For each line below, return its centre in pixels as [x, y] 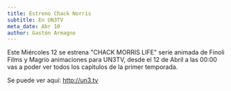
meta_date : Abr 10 [34, 26]
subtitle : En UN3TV [35, 20]
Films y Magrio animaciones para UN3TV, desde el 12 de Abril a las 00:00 [112, 60]
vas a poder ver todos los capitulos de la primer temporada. [93, 67]
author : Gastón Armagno [42, 33]
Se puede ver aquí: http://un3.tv [53, 81]
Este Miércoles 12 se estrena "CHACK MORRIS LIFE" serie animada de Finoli [116, 52]
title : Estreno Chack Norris [49, 13]
